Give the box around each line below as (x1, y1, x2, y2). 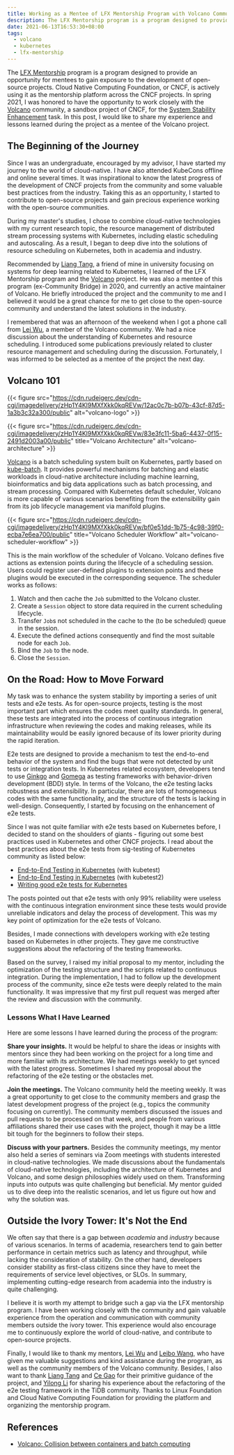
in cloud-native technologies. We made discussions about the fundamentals (7, 1157, 225, 1166)
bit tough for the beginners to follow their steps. (7, 1130, 144, 1138)
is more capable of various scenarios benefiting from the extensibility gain (7, 494, 221, 502)
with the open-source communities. (7, 203, 110, 211)
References (7, 1421, 58, 1433)
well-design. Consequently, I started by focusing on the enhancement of (7, 802, 215, 810)
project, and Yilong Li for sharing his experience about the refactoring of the (7, 1379, 226, 1387)
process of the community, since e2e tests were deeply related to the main (7, 980, 222, 989)
